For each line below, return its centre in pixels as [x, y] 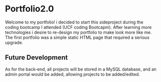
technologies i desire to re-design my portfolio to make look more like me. [79, 32]
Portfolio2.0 [29, 9]
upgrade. [14, 42]
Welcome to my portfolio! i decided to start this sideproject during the [74, 22]
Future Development [37, 58]
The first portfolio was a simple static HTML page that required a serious [77, 37]
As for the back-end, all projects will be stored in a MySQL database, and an [81, 69]
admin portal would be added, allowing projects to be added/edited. [73, 74]
